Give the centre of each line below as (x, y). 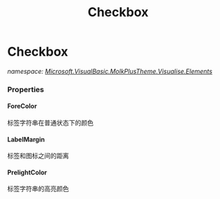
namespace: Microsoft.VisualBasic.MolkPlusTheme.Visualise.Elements (110, 71)
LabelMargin (26, 139)
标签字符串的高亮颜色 (38, 189)
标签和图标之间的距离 (38, 156)
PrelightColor (27, 172)
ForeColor (22, 106)
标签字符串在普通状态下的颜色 (50, 123)
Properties (26, 89)
